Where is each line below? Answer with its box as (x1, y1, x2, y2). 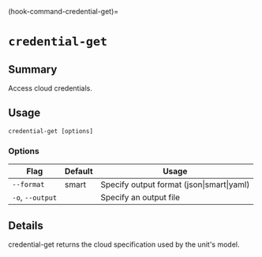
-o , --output (12, 192, 58, 203)
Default (64, 166, 93, 177)
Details (8, 218, 43, 232)
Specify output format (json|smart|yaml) (100, 179, 250, 190)
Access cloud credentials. (8, 84, 92, 93)
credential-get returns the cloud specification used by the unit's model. (8, 240, 240, 249)
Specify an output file (100, 192, 180, 203)
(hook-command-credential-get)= (8, 7, 119, 16)
